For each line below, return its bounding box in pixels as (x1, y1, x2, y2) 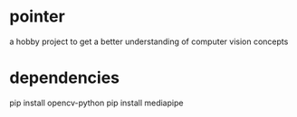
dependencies (9, 67, 120, 88)
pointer (9, 6, 65, 27)
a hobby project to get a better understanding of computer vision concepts (9, 36, 289, 47)
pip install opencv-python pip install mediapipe (9, 97, 184, 108)
